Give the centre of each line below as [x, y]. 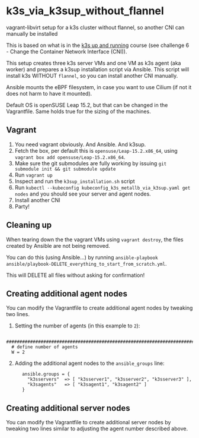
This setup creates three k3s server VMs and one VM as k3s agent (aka [94, 63]
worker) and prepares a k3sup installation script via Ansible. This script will [98, 69]
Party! [22, 206]
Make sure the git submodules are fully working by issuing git [91, 163]
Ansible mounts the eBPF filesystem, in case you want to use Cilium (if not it [99, 87]
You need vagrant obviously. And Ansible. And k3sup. [80, 144]
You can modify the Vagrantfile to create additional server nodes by [89, 423]
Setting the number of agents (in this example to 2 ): [77, 326]
